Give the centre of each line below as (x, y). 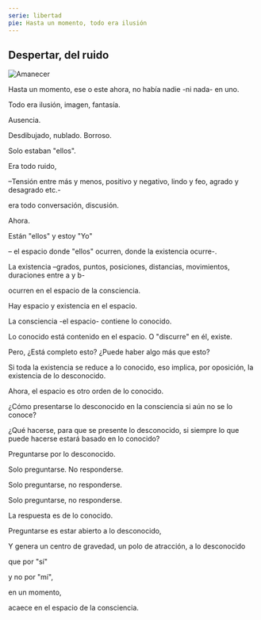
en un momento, (35, 592)
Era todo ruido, (33, 166)
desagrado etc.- (35, 190)
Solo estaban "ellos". (42, 151)
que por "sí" (28, 562)
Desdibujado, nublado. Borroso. (60, 136)
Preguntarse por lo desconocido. (62, 454)
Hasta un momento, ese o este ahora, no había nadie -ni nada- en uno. (124, 90)
